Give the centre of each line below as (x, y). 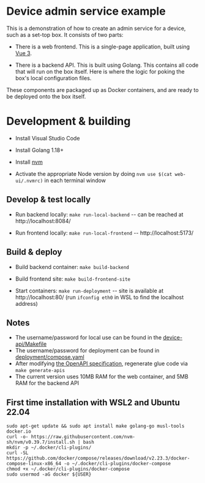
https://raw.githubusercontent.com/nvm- (83, 437)
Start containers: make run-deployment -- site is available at (89, 291)
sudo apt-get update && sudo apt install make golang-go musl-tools (95, 426)
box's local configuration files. (53, 78)
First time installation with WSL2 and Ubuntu (93, 402)
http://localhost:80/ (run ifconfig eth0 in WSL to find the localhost (99, 297)
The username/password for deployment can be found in (87, 351)
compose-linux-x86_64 (34, 464)
